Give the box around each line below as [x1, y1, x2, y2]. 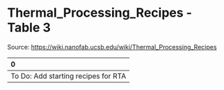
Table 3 [7, 20, 51, 36]
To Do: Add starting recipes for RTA [10, 71, 127, 81]
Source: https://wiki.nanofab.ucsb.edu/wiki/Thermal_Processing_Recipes [7, 43, 217, 51]
